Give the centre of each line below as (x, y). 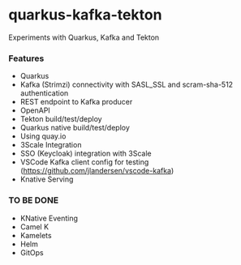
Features (26, 58)
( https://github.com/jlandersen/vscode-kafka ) (97, 171)
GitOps (32, 252)
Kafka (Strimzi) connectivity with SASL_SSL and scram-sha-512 (127, 85)
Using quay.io (43, 136)
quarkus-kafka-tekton (85, 15)
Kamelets (36, 235)
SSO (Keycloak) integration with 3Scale (86, 154)
